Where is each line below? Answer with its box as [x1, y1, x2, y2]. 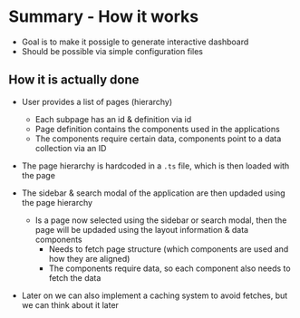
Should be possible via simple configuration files [21, 45, 203, 56]
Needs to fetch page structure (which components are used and [48, 243, 289, 255]
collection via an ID [34, 142, 107, 153]
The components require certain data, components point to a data [34, 133, 282, 144]
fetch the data [48, 272, 102, 283]
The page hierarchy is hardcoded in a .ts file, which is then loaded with [21, 160, 290, 171]
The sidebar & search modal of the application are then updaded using [21, 188, 286, 198]
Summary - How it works [8, 6, 199, 27]
